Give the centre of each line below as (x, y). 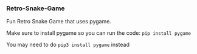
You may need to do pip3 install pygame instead (68, 45)
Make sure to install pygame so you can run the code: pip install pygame (99, 33)
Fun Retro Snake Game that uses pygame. (59, 22)
